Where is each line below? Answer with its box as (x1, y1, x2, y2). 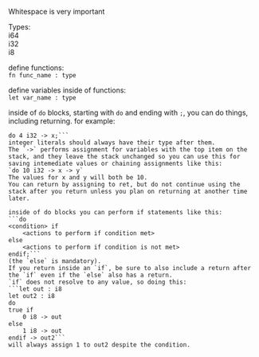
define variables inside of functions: (8, 85, 126, 95)
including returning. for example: (8, 116, 116, 126)
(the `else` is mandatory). (8, 257, 102, 265)
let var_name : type (8, 94, 77, 102)
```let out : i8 (8, 285, 62, 293)
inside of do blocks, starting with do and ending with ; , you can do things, (8, 108, 249, 117)
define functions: (8, 63, 65, 73)
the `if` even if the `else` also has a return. (8, 271, 173, 279)
